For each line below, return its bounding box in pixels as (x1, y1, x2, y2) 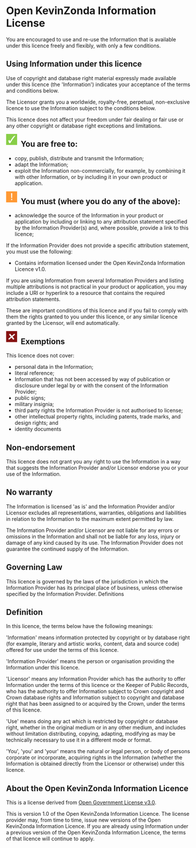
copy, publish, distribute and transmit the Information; (14, 155, 145, 162)
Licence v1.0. (14, 266, 47, 273)
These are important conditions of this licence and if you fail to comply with (6, 307, 188, 314)
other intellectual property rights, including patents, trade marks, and (14, 413, 181, 420)
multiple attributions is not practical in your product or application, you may (6, 283, 187, 290)
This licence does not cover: (6, 352, 75, 359)
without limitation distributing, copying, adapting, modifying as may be (6, 730, 176, 737)
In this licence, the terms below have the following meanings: (6, 623, 153, 630)
